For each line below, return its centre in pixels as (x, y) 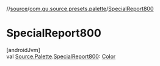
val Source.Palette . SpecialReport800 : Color (61, 56)
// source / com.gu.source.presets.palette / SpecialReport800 (80, 9)
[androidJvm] (24, 50)
